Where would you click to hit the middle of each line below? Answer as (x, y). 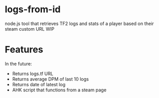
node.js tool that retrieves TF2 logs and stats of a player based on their (79, 23)
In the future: (18, 64)
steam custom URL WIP (30, 29)
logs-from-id (33, 9)
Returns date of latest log (39, 84)
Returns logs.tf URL (33, 73)
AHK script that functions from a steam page (59, 90)
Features (24, 50)
